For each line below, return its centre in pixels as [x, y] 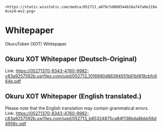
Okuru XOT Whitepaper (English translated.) [73, 96]
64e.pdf [13, 81]
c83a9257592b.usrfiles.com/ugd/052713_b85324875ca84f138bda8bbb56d [81, 118]
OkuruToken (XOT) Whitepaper [36, 44]
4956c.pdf [16, 123]
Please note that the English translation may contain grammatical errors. [77, 108]
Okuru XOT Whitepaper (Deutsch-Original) [71, 59]
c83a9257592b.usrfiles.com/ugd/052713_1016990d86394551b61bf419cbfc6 [81, 76]
